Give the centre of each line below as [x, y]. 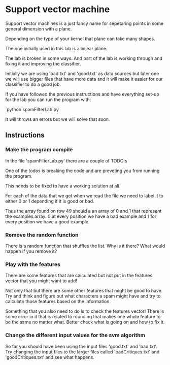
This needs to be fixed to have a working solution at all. [63, 186]
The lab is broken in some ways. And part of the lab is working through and [84, 58]
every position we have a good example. [47, 221]
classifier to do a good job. [33, 84]
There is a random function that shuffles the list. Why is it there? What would [85, 246]
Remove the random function [42, 235]
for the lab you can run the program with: [48, 99]
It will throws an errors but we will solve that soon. [58, 119]
